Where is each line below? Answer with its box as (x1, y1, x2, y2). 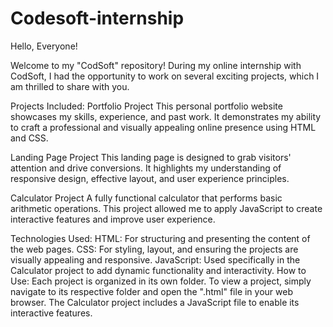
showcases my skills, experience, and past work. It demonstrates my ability (10, 110, 322, 122)
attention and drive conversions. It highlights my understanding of (10, 162, 282, 174)
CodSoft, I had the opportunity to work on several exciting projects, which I (10, 70, 320, 82)
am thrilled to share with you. (10, 80, 130, 92)
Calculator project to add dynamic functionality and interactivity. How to (10, 264, 307, 276)
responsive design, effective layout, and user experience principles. (10, 172, 290, 184)
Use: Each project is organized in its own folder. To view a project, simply (10, 275, 312, 287)
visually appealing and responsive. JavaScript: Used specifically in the (10, 253, 301, 266)
